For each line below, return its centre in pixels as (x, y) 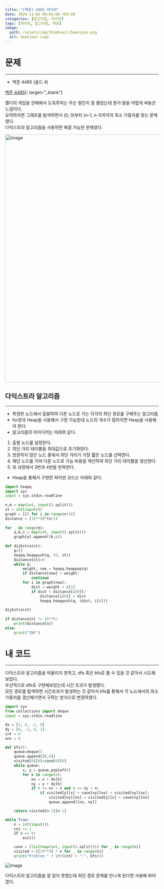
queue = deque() (28, 752)
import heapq (18, 487)
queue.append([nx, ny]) (73, 802)
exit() (29, 838)
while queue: (27, 766)
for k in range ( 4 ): (42, 775)
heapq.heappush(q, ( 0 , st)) (42, 555)
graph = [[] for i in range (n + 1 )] (40, 514)
